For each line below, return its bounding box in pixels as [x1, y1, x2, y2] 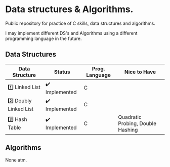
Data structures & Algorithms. [5, 4, 134, 15]
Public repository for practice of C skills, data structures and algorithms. [5, 20, 156, 26]
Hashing [118, 126, 138, 133]
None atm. [5, 157, 27, 163]
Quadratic [118, 113, 142, 120]
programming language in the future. [5, 35, 82, 41]
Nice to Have [124, 68, 156, 75]
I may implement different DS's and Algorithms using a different [5, 30, 138, 36]
